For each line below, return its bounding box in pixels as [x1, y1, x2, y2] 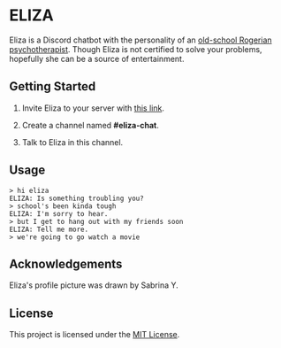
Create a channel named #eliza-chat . [21, 120, 159, 130]
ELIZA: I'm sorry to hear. [9, 209, 109, 218]
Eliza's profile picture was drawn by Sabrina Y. [9, 280, 178, 290]
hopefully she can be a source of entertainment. [9, 53, 185, 64]
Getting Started [9, 79, 96, 94]
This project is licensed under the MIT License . [9, 329, 180, 340]
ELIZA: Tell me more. [9, 225, 89, 234]
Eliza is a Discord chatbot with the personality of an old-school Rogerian [9, 35, 272, 45]
